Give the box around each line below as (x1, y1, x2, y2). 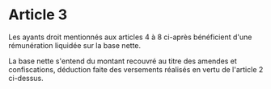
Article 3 (8, 6, 68, 24)
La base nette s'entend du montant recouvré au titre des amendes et (8, 56, 237, 66)
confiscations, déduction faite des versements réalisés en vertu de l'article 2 (8, 64, 264, 74)
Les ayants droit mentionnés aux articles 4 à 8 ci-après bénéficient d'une (8, 32, 252, 42)
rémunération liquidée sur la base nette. (8, 40, 142, 50)
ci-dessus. (8, 73, 44, 83)
